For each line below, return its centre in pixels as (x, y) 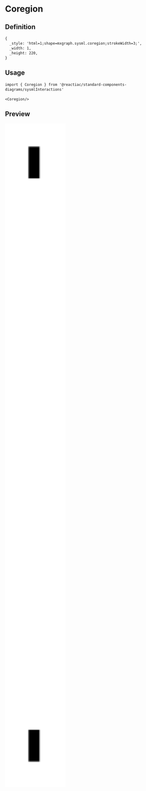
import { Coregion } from (31, 84)
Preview (18, 114)
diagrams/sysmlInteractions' (34, 89)
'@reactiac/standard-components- (93, 84)
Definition (20, 27)
